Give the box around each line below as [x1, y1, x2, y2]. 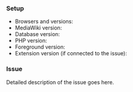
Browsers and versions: [14, 18, 74, 25]
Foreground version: [14, 43, 65, 51]
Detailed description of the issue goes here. [6, 78, 114, 85]
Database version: [14, 31, 60, 38]
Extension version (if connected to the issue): [14, 50, 127, 57]
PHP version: [14, 37, 47, 44]
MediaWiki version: [14, 24, 62, 31]
